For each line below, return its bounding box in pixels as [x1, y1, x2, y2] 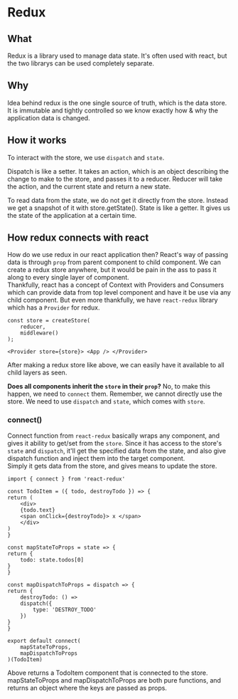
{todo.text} [20, 506, 55, 513]
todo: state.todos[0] [20, 556, 84, 563]
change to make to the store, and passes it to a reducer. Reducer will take [7, 174, 222, 183]
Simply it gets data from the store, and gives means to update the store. [7, 461, 217, 470]
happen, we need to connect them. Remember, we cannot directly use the [7, 389, 222, 399]
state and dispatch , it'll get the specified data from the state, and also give [7, 446, 226, 455]
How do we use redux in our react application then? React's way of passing [7, 251, 229, 259]
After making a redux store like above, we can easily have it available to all [7, 361, 225, 369]
